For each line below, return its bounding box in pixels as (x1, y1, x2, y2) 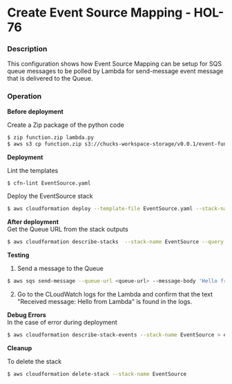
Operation (7, 92, 42, 101)
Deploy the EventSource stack (7, 192, 93, 201)
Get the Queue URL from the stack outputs (7, 225, 129, 234)
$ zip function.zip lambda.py (7, 134, 95, 141)
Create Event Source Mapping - (7, 5, 191, 21)
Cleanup (7, 343, 32, 352)
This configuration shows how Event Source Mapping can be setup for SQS (7, 60, 222, 68)
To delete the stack (7, 357, 62, 365)
